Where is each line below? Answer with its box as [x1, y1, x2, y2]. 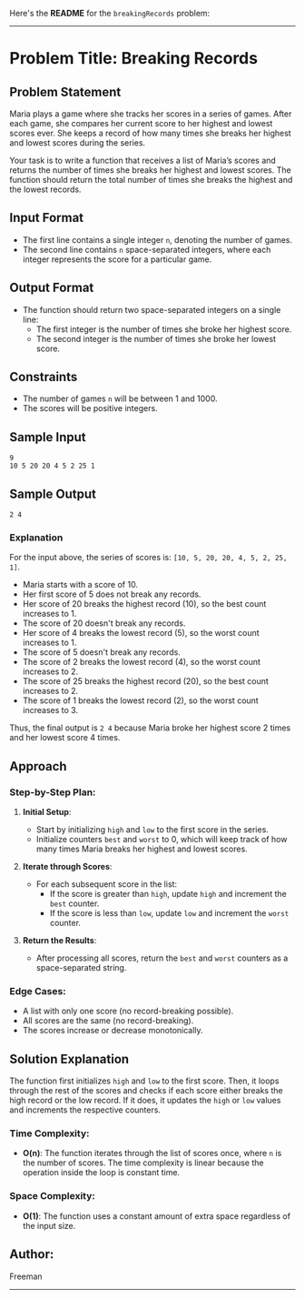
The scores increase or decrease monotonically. [22, 1025, 203, 1036]
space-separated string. [35, 962, 127, 973]
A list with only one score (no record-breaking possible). [22, 1005, 234, 1017]
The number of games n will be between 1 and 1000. [22, 393, 218, 404]
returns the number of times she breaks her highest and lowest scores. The [9, 165, 292, 176]
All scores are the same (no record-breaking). [22, 1015, 194, 1026]
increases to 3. [22, 705, 79, 716]
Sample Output [9, 486, 97, 501]
